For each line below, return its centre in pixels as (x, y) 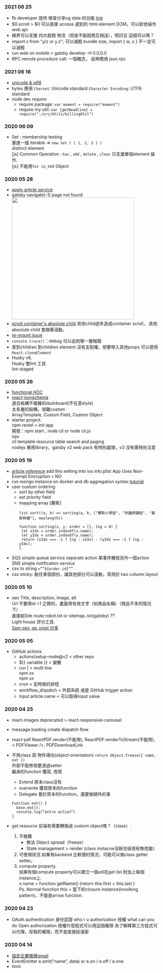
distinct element (28, 148)
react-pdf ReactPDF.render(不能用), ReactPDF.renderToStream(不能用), (83, 739)
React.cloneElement (31, 353)
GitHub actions (27, 651)
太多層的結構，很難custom (38, 409)
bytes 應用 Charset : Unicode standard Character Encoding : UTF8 (77, 88)
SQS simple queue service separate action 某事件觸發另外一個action (81, 558)
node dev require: (30, 99)
